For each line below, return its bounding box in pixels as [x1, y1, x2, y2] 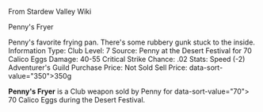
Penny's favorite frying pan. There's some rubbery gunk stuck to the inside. [8, 37, 256, 47]
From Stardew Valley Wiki [8, 7, 92, 16]
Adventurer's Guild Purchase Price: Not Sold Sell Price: [8, 63, 188, 72]
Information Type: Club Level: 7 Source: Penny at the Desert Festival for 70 [8, 46, 252, 55]
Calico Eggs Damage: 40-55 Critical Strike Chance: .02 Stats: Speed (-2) [8, 55, 246, 64]
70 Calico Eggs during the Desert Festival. [8, 95, 146, 104]
